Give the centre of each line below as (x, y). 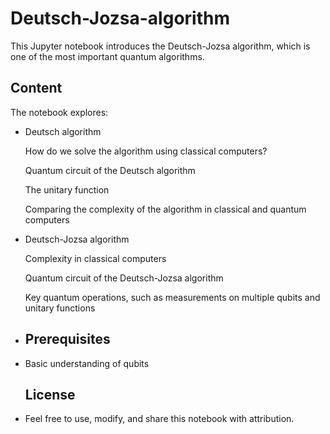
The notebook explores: (59, 112)
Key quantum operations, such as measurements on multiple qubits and (172, 297)
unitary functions (60, 308)
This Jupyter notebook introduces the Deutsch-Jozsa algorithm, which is (160, 46)
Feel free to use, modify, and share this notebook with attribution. (159, 419)
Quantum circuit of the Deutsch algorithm (110, 170)
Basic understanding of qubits (87, 363)
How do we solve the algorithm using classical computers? (146, 151)
